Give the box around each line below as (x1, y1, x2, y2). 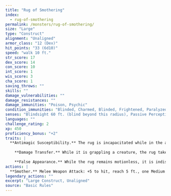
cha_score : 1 (5, 79, 33, 84)
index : (5, 12, 19, 17)
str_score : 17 (5, 55, 36, 60)
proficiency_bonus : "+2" (5, 131, 58, 136)
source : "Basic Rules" (5, 183, 53, 188)
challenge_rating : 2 (5, 121, 49, 127)
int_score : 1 (5, 69, 33, 75)
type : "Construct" (5, 31, 44, 36)
